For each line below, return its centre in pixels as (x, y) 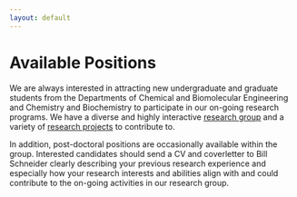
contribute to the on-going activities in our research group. (119, 182)
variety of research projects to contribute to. (92, 126)
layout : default (40, 18)
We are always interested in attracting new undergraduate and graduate (144, 88)
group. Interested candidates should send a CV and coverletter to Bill (139, 153)
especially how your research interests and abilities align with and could (144, 172)
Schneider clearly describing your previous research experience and (138, 163)
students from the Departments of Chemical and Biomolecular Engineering (149, 97)
